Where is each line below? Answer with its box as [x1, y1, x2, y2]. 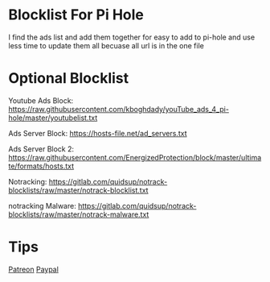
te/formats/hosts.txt [8, 161, 75, 171]
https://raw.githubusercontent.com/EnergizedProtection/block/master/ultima [8, 152, 262, 162]
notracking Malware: [8, 201, 76, 210]
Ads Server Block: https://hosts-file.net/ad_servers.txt [8, 128, 187, 138]
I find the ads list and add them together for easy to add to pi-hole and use [8, 32, 256, 42]
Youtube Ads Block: [8, 95, 74, 106]
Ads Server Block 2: [8, 143, 75, 154]
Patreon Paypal [8, 264, 59, 274]
